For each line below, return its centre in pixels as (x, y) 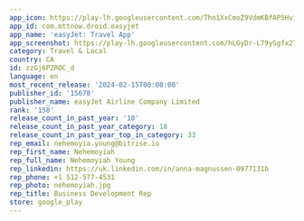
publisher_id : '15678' (52, 93)
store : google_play (46, 203)
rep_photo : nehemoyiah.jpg (60, 186)
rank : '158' (32, 110)
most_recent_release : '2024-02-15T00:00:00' (95, 85)
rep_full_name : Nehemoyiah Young (72, 160)
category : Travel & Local (58, 51)
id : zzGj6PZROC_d (42, 69)
